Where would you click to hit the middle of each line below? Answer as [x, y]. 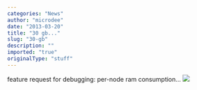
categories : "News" [36, 13]
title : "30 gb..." [34, 33]
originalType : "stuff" [40, 59]
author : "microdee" [36, 20]
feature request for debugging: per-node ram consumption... [94, 79]
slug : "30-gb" [28, 39]
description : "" [31, 46]
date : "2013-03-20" [36, 26]
